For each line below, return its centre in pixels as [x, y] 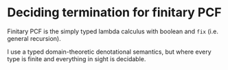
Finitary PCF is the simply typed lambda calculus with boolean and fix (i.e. [113, 31]
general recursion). [34, 38]
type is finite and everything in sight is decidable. [77, 58]
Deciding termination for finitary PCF [114, 13]
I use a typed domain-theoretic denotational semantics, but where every [109, 52]
